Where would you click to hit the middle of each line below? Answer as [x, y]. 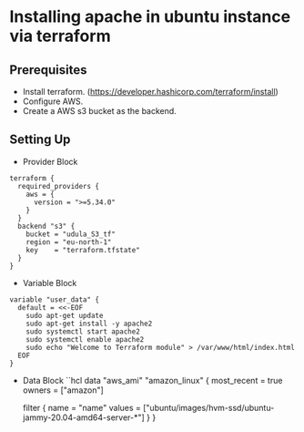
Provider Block [50, 161]
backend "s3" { [46, 226]
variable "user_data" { [55, 299]
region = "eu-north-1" [69, 242]
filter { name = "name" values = [81, 407]
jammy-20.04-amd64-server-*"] [84, 417]
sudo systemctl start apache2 [83, 331]
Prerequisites [48, 70]
